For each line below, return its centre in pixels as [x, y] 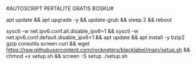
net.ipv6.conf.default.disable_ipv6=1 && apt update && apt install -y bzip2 [96, 37]
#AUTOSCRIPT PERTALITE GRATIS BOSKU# [60, 8]
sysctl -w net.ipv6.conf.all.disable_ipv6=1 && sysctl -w [72, 31]
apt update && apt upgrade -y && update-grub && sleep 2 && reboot [89, 20]
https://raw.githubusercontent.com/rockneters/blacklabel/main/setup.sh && [98, 50]
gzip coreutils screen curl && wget [48, 44]
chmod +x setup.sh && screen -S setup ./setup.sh [67, 56]
